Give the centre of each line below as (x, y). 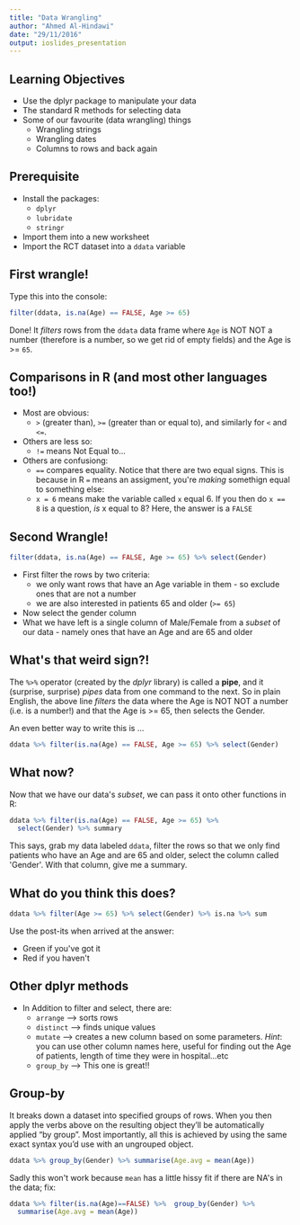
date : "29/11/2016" (46, 34)
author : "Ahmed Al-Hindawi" (62, 26)
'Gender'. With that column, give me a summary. (98, 865)
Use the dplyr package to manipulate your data (109, 101)
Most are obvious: (56, 413)
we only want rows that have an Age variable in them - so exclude (158, 585)
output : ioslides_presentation (68, 43)
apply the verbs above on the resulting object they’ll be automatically (137, 1124)
